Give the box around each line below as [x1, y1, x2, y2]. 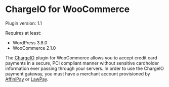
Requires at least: [5, 30, 41, 36]
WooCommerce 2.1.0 [12, 45, 56, 51]
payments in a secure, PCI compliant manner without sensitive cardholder [5, 60, 159, 66]
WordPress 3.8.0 [12, 39, 48, 46]
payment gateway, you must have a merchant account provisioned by [5, 70, 150, 76]
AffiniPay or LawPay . [5, 76, 49, 82]
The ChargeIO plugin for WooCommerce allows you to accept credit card [5, 54, 158, 61]
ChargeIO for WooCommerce [5, 4, 130, 15]
